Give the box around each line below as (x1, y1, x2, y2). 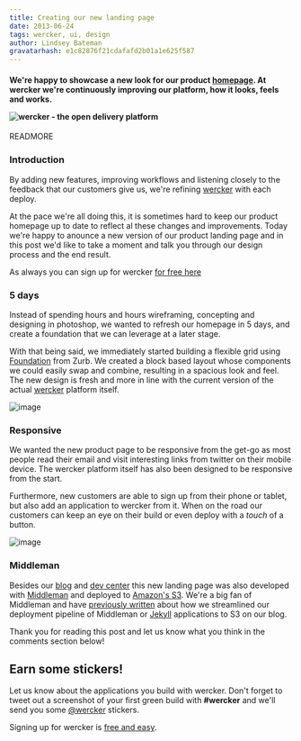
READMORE (9, 131, 54, 142)
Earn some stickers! (9, 661, 124, 676)
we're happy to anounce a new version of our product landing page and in (9, 230, 284, 240)
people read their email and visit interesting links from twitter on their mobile (9, 454, 292, 465)
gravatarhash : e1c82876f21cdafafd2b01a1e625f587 (9, 47, 195, 56)
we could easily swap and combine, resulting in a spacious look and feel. (9, 365, 279, 375)
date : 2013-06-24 (9, 22, 75, 31)
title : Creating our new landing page (9, 13, 155, 23)
